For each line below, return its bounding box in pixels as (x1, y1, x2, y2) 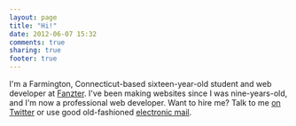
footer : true (9, 54, 58, 63)
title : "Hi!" (9, 21, 58, 30)
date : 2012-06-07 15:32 (9, 29, 97, 38)
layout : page (9, 12, 58, 22)
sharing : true (9, 46, 62, 55)
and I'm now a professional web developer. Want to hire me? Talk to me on (9, 98, 281, 107)
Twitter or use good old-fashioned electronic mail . (9, 107, 192, 117)
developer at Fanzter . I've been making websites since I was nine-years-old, (9, 88, 288, 98)
